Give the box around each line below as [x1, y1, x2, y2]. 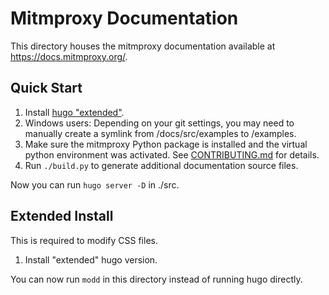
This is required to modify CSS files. [10, 234, 158, 246]
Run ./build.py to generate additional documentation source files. [24, 159, 299, 171]
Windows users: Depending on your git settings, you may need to [24, 117, 295, 129]
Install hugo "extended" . [24, 106, 125, 118]
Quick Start [10, 80, 83, 97]
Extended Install [10, 208, 114, 225]
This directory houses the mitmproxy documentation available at [10, 40, 276, 52]
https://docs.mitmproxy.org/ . [10, 50, 128, 62]
